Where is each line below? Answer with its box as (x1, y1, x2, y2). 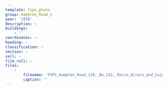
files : (5, 63, 19, 68)
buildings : (5, 26, 28, 31)
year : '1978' (5, 16, 32, 21)
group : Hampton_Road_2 (5, 12, 52, 17)
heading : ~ (5, 40, 28, 45)
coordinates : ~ (5, 35, 37, 40)
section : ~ (5, 49, 28, 54)
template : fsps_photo (5, 7, 50, 12)
